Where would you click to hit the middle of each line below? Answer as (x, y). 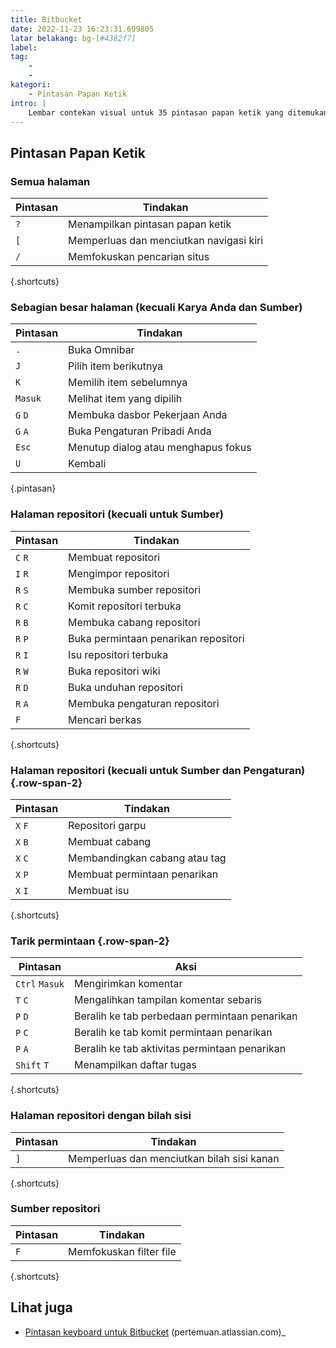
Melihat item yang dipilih (125, 399)
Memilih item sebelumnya (128, 383)
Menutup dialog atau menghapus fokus (160, 448)
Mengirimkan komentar (128, 984)
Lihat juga (41, 1307)
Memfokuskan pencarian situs (139, 257)
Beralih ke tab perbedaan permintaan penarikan (185, 1016)
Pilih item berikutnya (116, 366)
